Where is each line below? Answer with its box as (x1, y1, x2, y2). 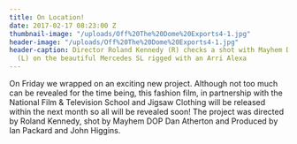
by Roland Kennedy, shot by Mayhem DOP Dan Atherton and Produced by (9, 116, 278, 126)
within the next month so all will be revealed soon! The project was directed (9, 107, 285, 117)
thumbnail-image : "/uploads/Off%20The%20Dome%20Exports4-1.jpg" (9, 29, 251, 38)
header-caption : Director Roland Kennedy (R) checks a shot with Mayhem (9, 46, 283, 55)
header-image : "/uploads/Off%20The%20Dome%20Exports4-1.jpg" (9, 37, 240, 47)
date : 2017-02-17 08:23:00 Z (9, 21, 117, 30)
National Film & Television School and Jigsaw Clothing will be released (9, 97, 266, 107)
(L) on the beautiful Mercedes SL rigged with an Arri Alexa (17, 54, 247, 63)
